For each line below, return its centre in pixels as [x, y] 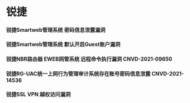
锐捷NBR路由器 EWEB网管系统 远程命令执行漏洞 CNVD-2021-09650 [89, 59]
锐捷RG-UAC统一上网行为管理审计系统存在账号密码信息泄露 [79, 74]
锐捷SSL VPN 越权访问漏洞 [39, 94]
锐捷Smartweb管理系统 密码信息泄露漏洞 [56, 29]
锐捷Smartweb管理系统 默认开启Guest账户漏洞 [63, 44]
